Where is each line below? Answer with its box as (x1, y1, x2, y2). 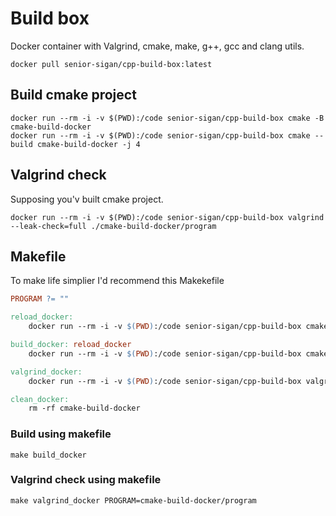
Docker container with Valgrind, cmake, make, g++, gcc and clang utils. (10, 40, 305, 52)
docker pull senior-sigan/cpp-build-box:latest (10, 59, 213, 69)
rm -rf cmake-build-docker (28, 403, 141, 414)
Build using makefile (10, 427, 112, 441)
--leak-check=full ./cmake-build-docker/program (10, 221, 217, 231)
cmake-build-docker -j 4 (36, 139, 141, 149)
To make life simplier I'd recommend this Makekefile (10, 275, 225, 287)
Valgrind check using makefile (10, 473, 162, 487)
